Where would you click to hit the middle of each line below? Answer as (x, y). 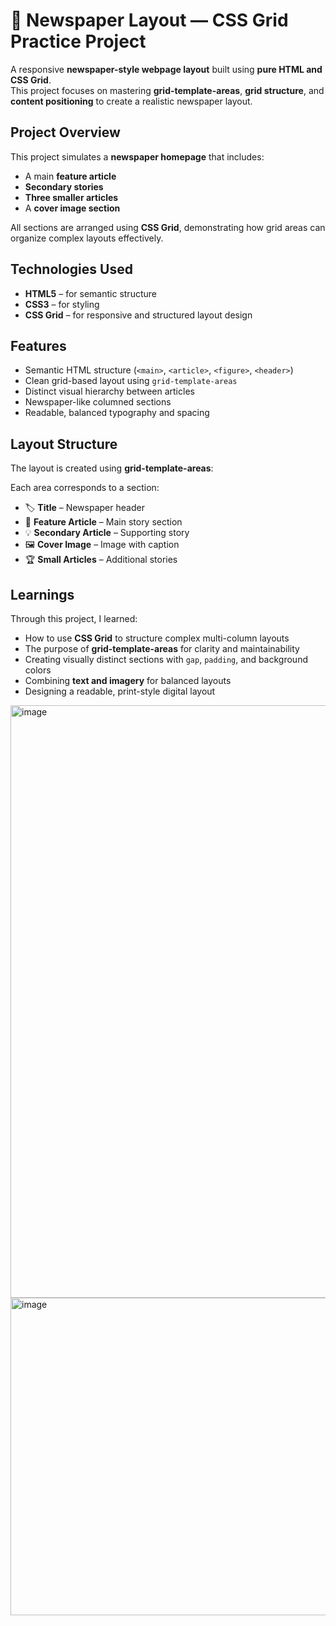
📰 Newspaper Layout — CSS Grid (149, 20)
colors (38, 670)
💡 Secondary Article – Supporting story (107, 533)
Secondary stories (64, 186)
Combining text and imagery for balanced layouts (128, 680)
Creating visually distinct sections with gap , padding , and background (166, 659)
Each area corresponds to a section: (85, 488)
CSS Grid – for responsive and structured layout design (138, 315)
